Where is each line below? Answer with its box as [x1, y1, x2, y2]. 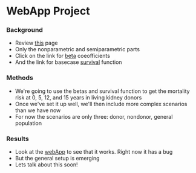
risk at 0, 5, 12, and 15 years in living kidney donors [15, 93, 142, 101]
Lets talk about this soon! [15, 161, 78, 168]
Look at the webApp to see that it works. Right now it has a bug [15, 148, 173, 156]
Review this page [15, 39, 58, 46]
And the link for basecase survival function [15, 58, 122, 66]
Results [6, 134, 29, 143]
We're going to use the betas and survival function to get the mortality [15, 87, 190, 95]
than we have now [15, 107, 61, 114]
